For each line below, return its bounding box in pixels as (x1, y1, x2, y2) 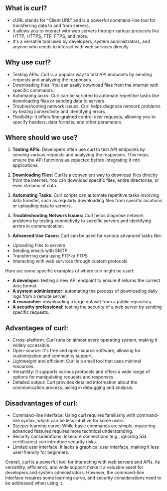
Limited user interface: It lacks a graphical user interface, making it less (12, 444, 160, 450)
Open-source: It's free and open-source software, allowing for (12, 348, 141, 354)
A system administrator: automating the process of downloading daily (12, 288, 158, 294)
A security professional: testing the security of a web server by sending (12, 304, 162, 310)
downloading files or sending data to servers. (12, 98, 106, 104)
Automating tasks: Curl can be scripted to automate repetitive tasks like (12, 92, 160, 99)
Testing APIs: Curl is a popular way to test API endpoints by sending (12, 71, 152, 77)
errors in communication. (12, 223, 64, 229)
